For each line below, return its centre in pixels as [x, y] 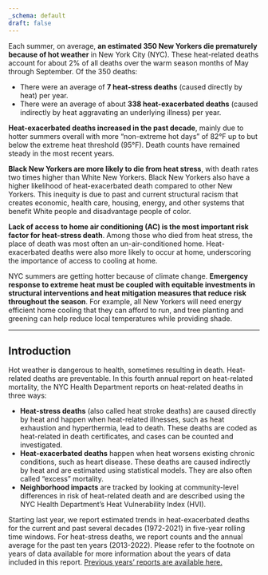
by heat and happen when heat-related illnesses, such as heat [122, 419]
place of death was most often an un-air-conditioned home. [106, 244]
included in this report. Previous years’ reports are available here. [116, 562]
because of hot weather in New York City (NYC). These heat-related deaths [134, 54]
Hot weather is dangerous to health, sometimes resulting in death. [117, 370]
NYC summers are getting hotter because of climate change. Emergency [128, 276]
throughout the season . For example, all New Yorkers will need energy [125, 301]
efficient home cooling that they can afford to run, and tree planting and [126, 310]
